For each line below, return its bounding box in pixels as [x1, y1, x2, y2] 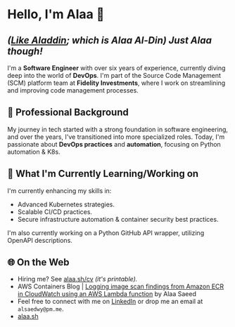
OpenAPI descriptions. [7, 236, 72, 244]
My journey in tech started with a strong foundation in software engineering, [7, 125, 229, 133]
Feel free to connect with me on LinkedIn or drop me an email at [17, 298, 203, 306]
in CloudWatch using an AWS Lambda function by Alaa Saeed [17, 290, 197, 298]
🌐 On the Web [7, 256, 70, 269]
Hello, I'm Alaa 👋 [7, 6, 105, 22]
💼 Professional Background [7, 107, 129, 119]
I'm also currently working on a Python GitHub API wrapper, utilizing [7, 228, 205, 237]
